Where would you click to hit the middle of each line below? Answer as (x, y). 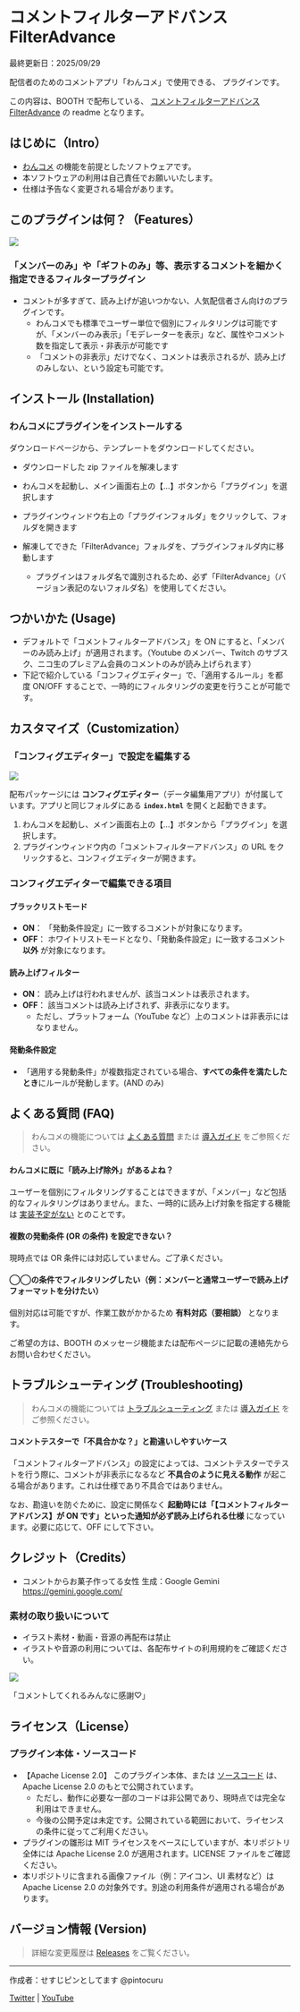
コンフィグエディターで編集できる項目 (91, 883)
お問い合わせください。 (52, 1354)
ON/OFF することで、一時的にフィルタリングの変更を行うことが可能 (158, 686)
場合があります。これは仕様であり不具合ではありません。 (122, 1486)
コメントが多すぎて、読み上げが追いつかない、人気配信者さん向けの (147, 301)
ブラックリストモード (48, 906)
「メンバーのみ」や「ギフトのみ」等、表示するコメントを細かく (146, 266)
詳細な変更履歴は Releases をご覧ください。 (112, 1952)
